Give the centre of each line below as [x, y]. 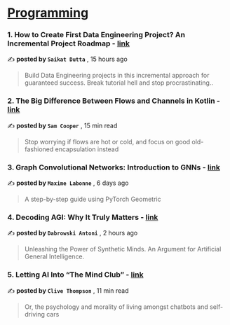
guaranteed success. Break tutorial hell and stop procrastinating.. [119, 83]
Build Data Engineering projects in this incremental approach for [117, 76]
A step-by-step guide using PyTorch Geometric [93, 199]
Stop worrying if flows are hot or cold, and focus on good [107, 141]
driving [35, 314]
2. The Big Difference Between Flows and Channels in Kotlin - [114, 101]
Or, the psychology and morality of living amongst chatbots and [116, 307]
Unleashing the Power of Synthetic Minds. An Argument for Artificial [123, 249]
